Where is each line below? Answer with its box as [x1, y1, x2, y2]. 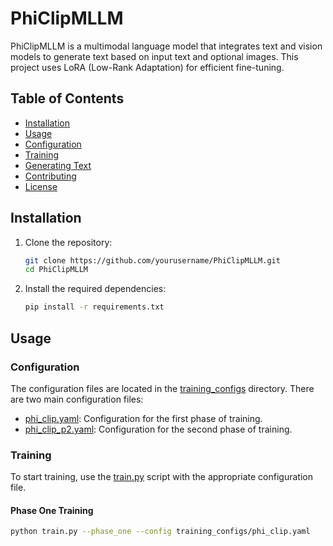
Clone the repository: [24, 236, 113, 248]
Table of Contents [10, 90, 125, 107]
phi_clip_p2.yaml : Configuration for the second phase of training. [24, 423, 293, 435]
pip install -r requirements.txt [24, 302, 165, 312]
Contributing [24, 170, 77, 182]
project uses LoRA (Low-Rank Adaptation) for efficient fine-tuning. [10, 61, 285, 73]
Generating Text [24, 159, 92, 171]
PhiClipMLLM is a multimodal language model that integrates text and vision [10, 40, 323, 52]
